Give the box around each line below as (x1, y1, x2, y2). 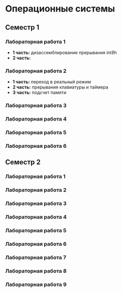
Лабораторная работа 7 (5, 254, 66, 261)
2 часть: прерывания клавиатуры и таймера (12, 84, 109, 90)
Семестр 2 (5, 158, 41, 166)
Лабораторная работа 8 (5, 267, 67, 274)
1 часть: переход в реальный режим (12, 79, 91, 85)
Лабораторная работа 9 (5, 281, 67, 288)
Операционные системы (5, 3, 115, 15)
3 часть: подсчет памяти (12, 89, 67, 95)
